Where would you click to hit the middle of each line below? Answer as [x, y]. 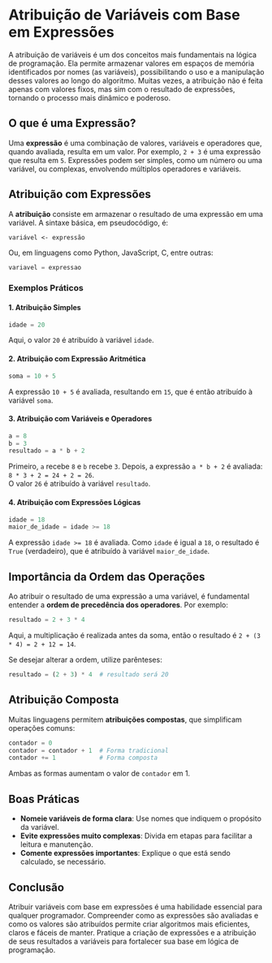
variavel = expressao [45, 267]
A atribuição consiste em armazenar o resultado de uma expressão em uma [136, 214]
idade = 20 [27, 325]
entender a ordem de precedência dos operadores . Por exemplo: [119, 605]
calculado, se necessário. [63, 862]
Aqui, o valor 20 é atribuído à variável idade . [81, 340]
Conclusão [37, 887]
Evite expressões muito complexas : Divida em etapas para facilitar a [136, 836]
